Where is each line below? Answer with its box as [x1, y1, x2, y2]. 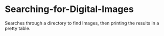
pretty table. [5, 25, 31, 31]
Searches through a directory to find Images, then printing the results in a [5, 20, 159, 26]
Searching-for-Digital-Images [5, 3, 134, 15]
